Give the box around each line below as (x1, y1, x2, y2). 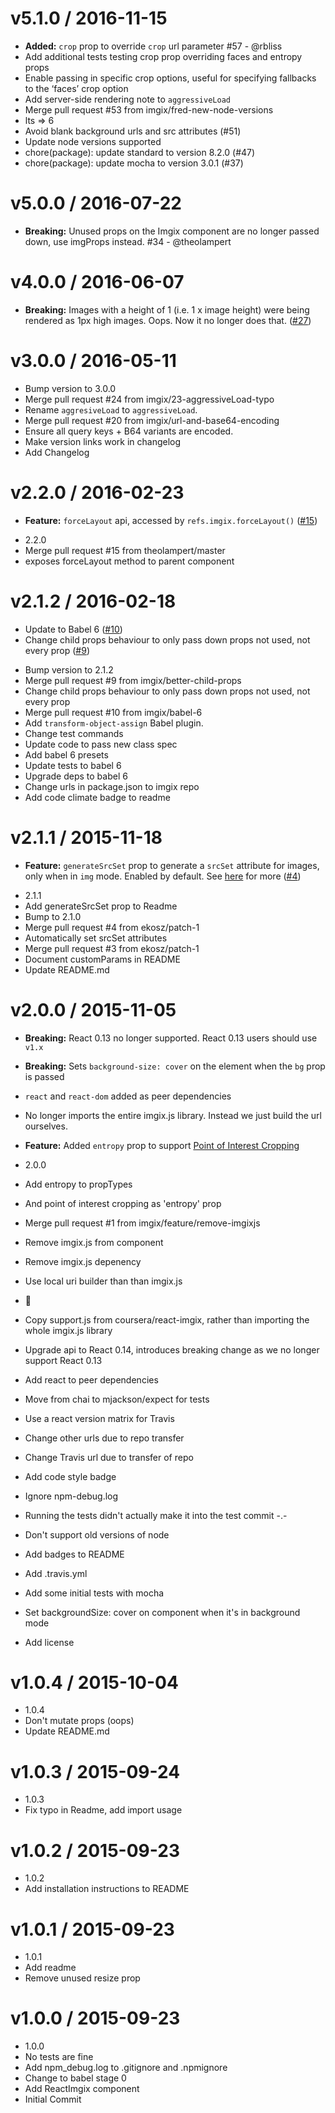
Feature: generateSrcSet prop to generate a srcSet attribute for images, (24, 859, 320, 871)
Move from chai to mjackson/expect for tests (24, 1393, 210, 1405)
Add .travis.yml (24, 1567, 88, 1579)
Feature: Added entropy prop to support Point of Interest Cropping (24, 1139, 300, 1151)
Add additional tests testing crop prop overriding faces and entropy (24, 50, 303, 62)
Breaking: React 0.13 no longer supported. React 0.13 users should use (24, 1032, 318, 1044)
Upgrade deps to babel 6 (24, 770, 128, 782)
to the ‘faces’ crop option (24, 82, 129, 94)
